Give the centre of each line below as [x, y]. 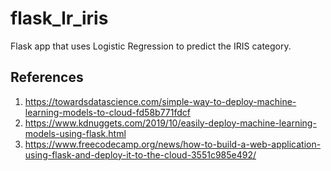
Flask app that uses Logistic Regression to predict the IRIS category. [151, 46]
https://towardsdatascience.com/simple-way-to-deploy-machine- [160, 101]
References [47, 77]
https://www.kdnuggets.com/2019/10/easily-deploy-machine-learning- [170, 123]
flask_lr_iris [59, 18]
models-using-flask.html [75, 133]
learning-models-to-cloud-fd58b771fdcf [107, 112]
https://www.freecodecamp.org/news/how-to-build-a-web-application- [173, 144]
